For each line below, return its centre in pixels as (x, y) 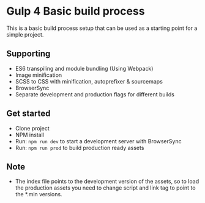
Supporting (28, 54)
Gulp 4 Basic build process (76, 11)
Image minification (39, 75)
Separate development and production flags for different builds (95, 94)
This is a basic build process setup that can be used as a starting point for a (102, 28)
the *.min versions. (39, 194)
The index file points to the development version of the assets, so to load (107, 182)
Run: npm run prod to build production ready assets (80, 148)
